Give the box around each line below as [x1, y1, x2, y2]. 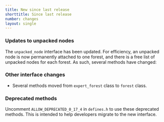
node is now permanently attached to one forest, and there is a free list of [5, 54, 155, 60]
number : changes [5, 16, 39, 21]
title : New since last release [5, 7, 70, 12]
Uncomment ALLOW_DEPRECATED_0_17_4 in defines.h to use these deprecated [5, 106, 159, 112]
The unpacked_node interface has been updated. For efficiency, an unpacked [5, 48, 160, 54]
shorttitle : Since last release [5, 12, 72, 17]
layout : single [5, 21, 37, 26]
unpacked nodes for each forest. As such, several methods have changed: [5, 59, 157, 65]
